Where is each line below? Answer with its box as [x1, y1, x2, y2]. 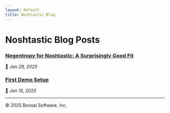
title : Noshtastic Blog [5, 12, 56, 17]
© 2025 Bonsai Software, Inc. [5, 102, 67, 108]
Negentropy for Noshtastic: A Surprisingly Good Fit [5, 52, 134, 59]
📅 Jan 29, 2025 [5, 63, 37, 69]
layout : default [5, 7, 39, 13]
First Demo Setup [5, 76, 49, 83]
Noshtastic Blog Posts [5, 34, 100, 46]
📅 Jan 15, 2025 [5, 88, 36, 94]
